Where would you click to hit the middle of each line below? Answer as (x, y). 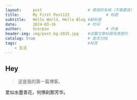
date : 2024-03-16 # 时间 (53, 24)
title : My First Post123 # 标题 (62, 15)
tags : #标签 (52, 43)
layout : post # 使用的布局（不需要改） (70, 10)
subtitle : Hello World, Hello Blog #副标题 (53, 19)
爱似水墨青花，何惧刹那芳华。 (37, 92)
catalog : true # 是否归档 (56, 39)
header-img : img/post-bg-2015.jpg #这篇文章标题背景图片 (67, 34)
